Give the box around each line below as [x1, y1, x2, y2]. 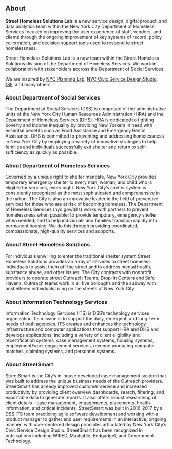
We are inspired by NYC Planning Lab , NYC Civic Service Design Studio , [5, 75, 158, 82]
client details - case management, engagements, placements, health [5, 400, 150, 406]
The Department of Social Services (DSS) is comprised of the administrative [5, 106, 166, 112]
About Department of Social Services [5, 94, 101, 101]
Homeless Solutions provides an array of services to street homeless [5, 258, 151, 264]
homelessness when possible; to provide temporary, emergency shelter [5, 212, 157, 218]
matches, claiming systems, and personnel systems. [5, 348, 116, 354]
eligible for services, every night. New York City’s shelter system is [5, 185, 146, 191]
